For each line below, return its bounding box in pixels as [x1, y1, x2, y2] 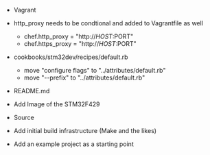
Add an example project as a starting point [13, 140, 134, 148]
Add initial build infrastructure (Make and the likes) [13, 127, 156, 134]
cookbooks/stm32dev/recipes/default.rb [13, 53, 128, 61]
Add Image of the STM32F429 [13, 100, 100, 108]
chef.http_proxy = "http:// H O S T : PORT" [23, 32, 134, 40]
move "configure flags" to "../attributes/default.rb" [23, 67, 166, 74]
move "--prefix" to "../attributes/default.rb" [23, 73, 145, 82]
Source [13, 113, 34, 121]
